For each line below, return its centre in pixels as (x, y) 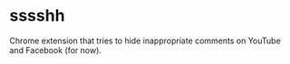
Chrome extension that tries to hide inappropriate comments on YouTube (145, 41)
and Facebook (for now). (56, 50)
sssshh (37, 16)
